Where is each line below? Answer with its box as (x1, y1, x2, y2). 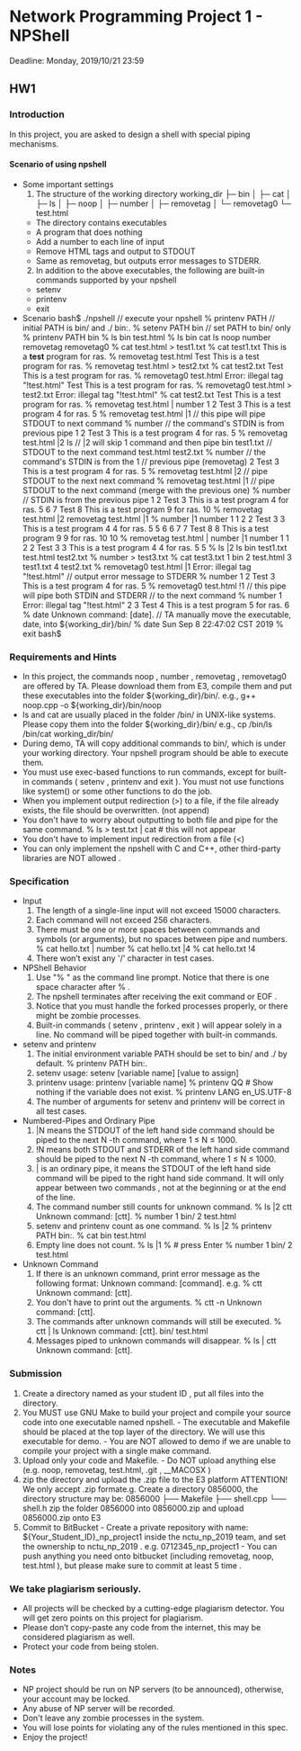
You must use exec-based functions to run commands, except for (22, 767, 266, 777)
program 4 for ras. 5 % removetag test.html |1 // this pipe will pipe (22, 408, 266, 419)
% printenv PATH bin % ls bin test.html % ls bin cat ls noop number (22, 331, 271, 343)
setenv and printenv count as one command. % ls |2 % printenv (35, 1221, 272, 1232)
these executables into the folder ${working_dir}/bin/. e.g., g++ (22, 690, 256, 701)
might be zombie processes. (35, 1010, 142, 1021)
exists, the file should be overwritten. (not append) (22, 805, 210, 816)
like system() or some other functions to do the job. (22, 786, 213, 797)
